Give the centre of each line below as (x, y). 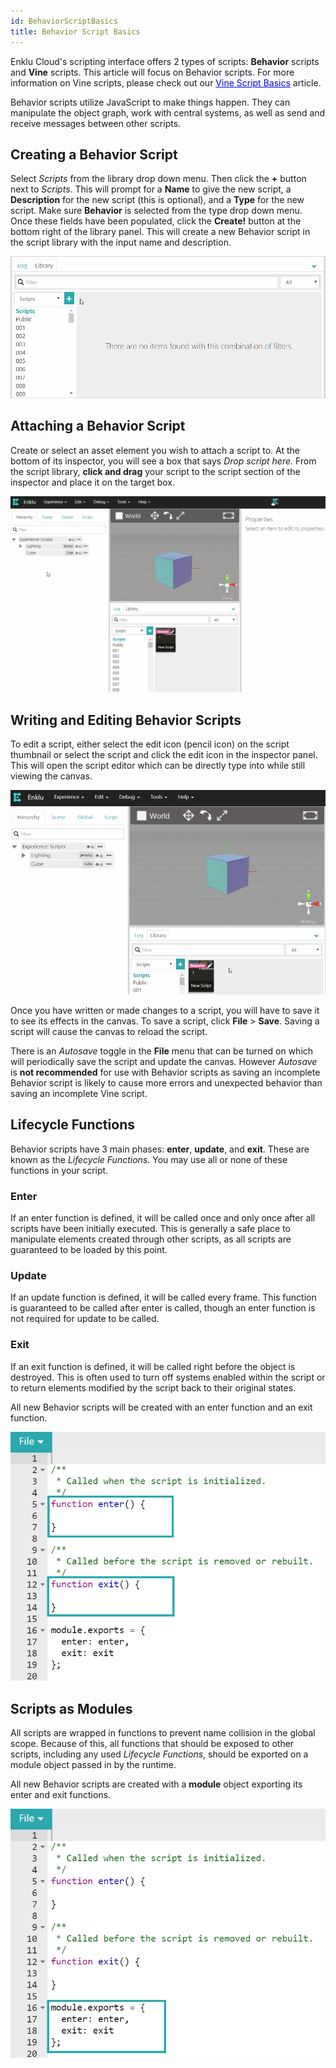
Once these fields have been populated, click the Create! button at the (156, 221)
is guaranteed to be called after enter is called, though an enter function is (163, 1308)
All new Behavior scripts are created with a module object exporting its (156, 1784)
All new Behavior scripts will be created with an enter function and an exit (161, 1407)
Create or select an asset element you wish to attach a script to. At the (155, 450)
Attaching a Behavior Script (98, 426)
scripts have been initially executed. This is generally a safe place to (150, 1229)
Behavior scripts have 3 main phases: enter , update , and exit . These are (160, 1149)
